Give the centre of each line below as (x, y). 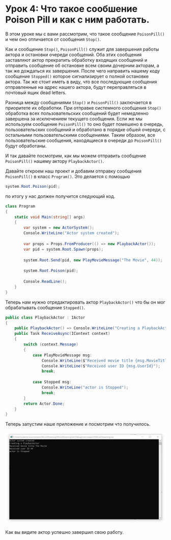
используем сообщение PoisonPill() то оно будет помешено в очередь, (84, 124)
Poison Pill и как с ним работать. (77, 20)
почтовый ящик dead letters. (36, 92)
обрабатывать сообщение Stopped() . (45, 307)
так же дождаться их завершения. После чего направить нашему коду (83, 71)
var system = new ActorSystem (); (59, 228)
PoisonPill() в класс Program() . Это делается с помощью (68, 176)
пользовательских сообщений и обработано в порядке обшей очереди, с (85, 129)
